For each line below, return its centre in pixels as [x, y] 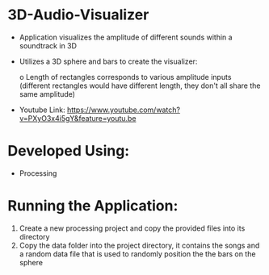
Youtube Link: [42, 110]
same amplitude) [47, 94]
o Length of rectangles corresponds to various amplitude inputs [125, 77]
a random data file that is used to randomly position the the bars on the [137, 254]
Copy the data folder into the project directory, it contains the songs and [139, 245]
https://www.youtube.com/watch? [124, 110]
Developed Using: [69, 151]
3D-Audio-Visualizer [78, 15]
